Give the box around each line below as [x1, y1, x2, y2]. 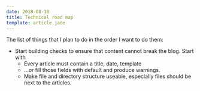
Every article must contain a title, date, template [23, 60, 142, 67]
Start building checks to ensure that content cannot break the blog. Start [14, 48, 194, 55]
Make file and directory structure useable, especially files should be [23, 73, 192, 80]
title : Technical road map [6, 14, 74, 20]
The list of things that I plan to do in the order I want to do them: [6, 36, 163, 43]
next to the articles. [23, 79, 72, 86]
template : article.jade [6, 20, 66, 26]
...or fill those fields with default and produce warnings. [23, 67, 160, 74]
